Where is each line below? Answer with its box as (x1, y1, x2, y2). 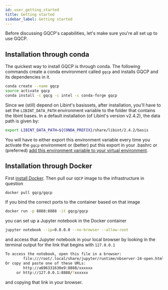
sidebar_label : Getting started (5, 16, 72, 21)
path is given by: (5, 118, 39, 124)
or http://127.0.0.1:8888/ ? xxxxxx (16, 270, 88, 275)
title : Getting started (5, 12, 55, 17)
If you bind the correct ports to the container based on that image (5, 199, 140, 205)
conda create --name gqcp (5, 83, 59, 89)
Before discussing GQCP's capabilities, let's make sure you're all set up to (5, 30, 157, 36)
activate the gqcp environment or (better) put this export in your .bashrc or (5, 142, 157, 148)
